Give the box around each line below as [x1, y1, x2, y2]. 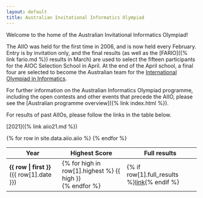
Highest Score [70, 148, 113, 157]
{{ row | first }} [9, 162, 51, 171]
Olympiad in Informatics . [6, 75, 68, 82]
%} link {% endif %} [126, 177, 179, 186]
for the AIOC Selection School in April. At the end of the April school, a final [6, 62, 193, 69]
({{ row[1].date [9, 170, 52, 179]
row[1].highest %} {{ [62, 167, 121, 175]
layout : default [6, 8, 47, 15]
